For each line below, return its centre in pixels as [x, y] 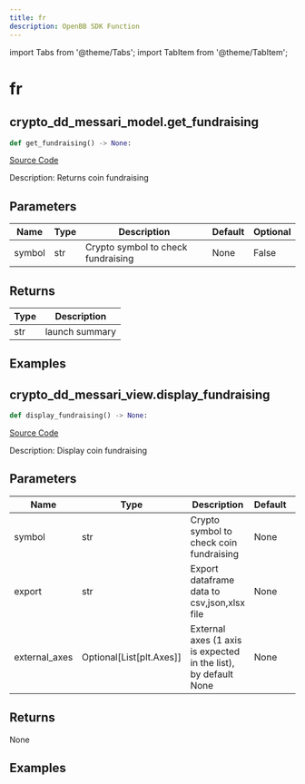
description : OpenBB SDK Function [75, 26]
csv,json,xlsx [218, 603]
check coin [214, 543]
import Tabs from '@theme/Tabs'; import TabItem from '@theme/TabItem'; [149, 52]
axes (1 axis [216, 640]
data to [205, 591]
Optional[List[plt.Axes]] [131, 657]
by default [212, 674]
